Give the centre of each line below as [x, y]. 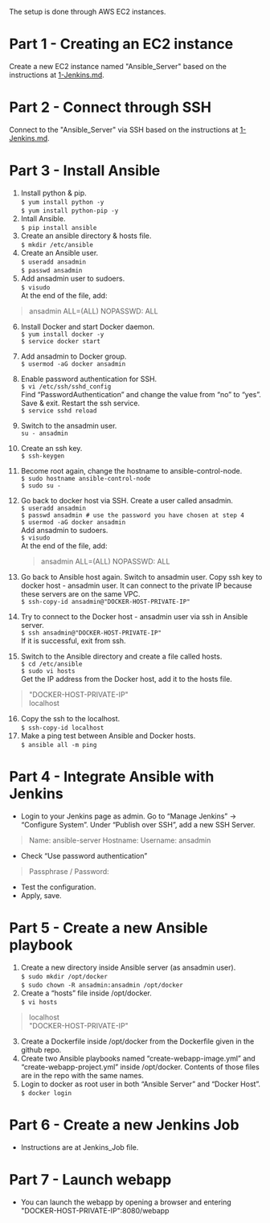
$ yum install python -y [62, 202]
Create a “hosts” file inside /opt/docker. [86, 993]
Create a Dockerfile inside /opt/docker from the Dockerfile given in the [137, 1041]
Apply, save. [41, 895]
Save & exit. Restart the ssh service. [80, 403]
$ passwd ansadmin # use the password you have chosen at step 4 [132, 515]
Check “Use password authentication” [84, 856]
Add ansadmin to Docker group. [74, 356]
